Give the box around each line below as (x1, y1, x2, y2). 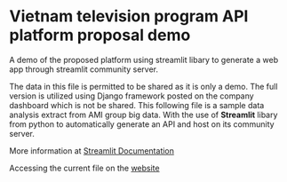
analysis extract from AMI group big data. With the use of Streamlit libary (9, 109, 278, 120)
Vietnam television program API (9, 6, 249, 27)
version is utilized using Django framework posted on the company (9, 91, 255, 101)
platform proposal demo (9, 25, 191, 45)
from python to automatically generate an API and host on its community (9, 118, 275, 130)
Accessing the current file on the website (9, 162, 160, 173)
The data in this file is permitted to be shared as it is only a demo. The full (9, 81, 278, 91)
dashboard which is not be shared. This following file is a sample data (9, 99, 265, 110)
